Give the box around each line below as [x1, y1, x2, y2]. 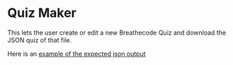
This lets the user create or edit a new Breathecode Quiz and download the [7, 28, 227, 37]
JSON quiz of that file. [7, 35, 72, 44]
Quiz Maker [7, 5, 76, 21]
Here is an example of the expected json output [7, 49, 147, 58]
